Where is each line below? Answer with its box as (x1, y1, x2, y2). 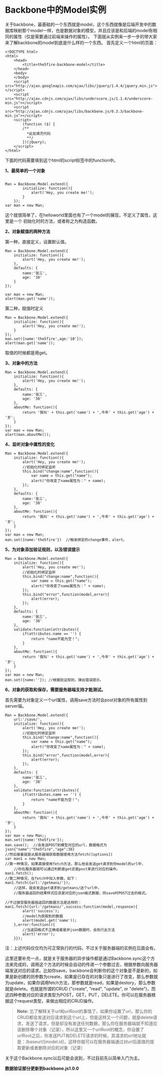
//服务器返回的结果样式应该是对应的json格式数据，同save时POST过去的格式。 (14, 891, 149, 896)
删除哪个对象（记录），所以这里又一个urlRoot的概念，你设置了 (21, 1026, 145, 1032)
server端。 (5, 703, 27, 709)
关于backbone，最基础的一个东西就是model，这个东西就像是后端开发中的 (5, 21, 152, 27)
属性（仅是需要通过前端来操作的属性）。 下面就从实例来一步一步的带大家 (13, 34, 157, 39)
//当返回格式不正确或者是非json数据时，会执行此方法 (22, 927, 115, 932)
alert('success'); (22, 908, 60, 914)
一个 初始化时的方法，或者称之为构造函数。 (13, 218, 100, 224)
